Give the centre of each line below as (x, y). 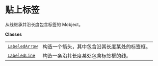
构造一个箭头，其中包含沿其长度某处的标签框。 (97, 46)
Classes (13, 34)
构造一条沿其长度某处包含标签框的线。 (87, 56)
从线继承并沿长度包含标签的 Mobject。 (44, 24)
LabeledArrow (23, 46)
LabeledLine (22, 55)
